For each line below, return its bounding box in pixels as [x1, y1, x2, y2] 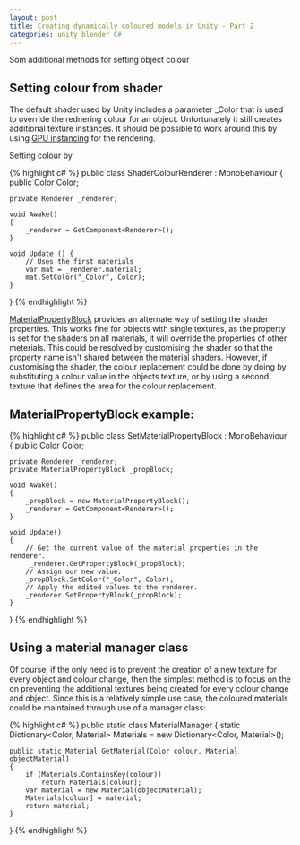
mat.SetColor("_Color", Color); [25, 273, 146, 283]
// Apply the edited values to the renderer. [25, 583, 199, 592]
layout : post [9, 13, 58, 22]
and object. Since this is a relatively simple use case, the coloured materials [9, 693, 288, 703]
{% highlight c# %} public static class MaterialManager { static [9, 719, 241, 730]
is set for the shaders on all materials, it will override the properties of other [9, 333, 287, 344]
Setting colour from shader [9, 80, 163, 95]
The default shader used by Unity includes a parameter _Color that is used [9, 104, 284, 115]
